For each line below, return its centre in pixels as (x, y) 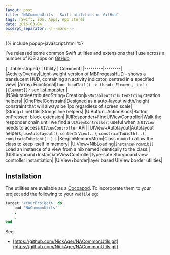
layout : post (19, 10)
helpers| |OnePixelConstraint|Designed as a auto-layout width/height (77, 101)
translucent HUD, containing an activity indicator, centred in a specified (80, 79)
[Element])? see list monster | (36, 90)
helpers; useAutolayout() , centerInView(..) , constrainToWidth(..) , (76, 133)
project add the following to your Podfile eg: (52, 194)
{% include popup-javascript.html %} (44, 43)
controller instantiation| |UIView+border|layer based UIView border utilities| (84, 160)
